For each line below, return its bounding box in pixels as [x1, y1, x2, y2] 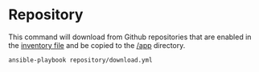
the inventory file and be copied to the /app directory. [8, 40, 186, 50]
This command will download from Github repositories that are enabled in [8, 32, 252, 42]
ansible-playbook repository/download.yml [8, 56, 153, 64]
